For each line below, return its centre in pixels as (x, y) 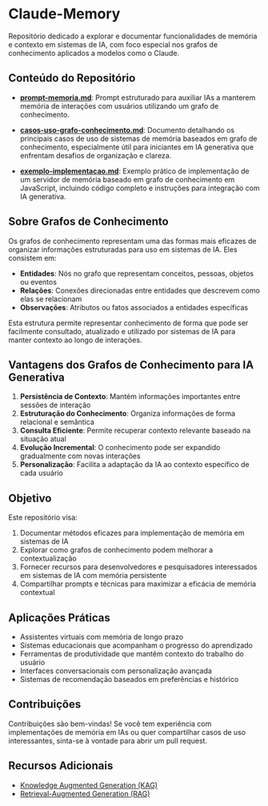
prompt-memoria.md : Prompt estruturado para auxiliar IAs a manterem (138, 98)
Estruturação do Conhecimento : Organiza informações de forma (128, 413)
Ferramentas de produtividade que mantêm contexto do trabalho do (132, 654)
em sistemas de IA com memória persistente (93, 576)
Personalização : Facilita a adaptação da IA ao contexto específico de (134, 465)
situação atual (43, 439)
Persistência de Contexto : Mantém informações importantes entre (130, 397)
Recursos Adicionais (61, 766)
